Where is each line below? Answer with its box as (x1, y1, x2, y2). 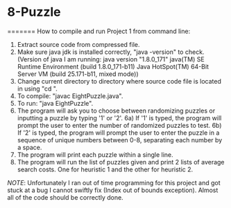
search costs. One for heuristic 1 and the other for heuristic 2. (17, 165, 194, 173)
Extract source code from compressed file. (17, 40, 140, 48)
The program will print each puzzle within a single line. (17, 150, 173, 159)
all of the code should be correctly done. (7, 193, 123, 201)
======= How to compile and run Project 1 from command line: (7, 27, 191, 35)
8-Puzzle (7, 4, 61, 20)
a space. (17, 143, 42, 151)
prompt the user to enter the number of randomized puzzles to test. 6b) (17, 121, 222, 129)
